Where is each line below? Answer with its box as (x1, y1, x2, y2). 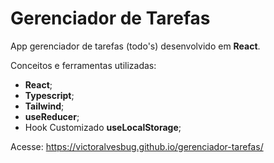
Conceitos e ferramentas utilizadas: (10, 59, 157, 71)
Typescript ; (24, 89, 75, 101)
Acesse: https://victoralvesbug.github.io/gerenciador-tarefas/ (10, 140, 264, 152)
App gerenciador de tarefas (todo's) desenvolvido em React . (10, 40, 261, 52)
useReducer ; (24, 110, 80, 122)
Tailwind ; (24, 100, 65, 112)
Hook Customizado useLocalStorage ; (24, 121, 182, 133)
